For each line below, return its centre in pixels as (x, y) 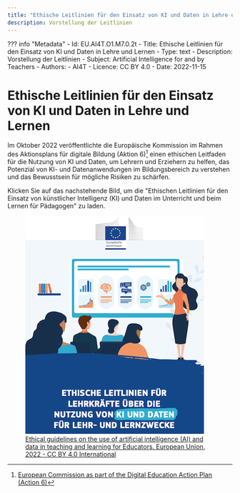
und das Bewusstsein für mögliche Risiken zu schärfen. (89, 177)
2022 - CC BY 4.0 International (71, 454)
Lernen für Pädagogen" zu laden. (56, 206)
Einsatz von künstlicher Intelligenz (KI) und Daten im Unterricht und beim (114, 198)
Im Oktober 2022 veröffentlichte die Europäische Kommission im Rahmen (115, 146)
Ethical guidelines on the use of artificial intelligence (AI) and (114, 439)
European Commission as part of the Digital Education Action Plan (115, 475)
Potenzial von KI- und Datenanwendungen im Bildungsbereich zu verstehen (119, 169)
